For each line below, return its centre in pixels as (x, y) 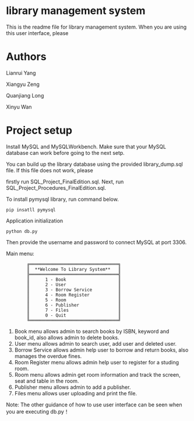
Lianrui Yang (21, 73)
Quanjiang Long (25, 95)
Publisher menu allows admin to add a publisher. (73, 387)
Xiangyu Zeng (23, 84)
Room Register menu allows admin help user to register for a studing (97, 362)
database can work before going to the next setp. (66, 152)
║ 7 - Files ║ (74, 310)
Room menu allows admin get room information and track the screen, (97, 374)
